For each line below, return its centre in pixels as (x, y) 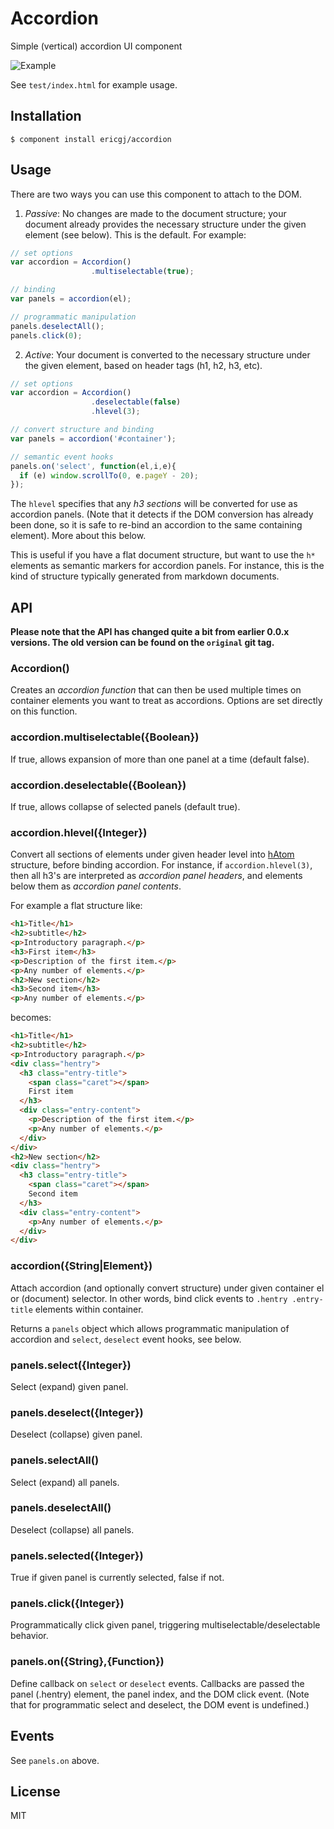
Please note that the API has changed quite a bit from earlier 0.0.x (150, 632)
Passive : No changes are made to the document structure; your (155, 213)
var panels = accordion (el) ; (71, 299)
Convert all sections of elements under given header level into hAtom (152, 854)
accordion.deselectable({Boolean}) (98, 785)
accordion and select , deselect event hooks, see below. (126, 1339)
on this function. (44, 711)
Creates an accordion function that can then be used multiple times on (156, 690)
